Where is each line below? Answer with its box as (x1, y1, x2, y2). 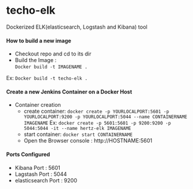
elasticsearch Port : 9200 (14, 176, 78, 184)
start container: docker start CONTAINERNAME (23, 131, 133, 138)
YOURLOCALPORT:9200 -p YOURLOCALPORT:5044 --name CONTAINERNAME (23, 114, 188, 120)
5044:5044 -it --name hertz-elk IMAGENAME (23, 126, 131, 132)
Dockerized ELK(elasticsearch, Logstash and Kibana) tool (6, 23, 148, 30)
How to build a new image (6, 37, 72, 44)
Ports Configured (6, 150, 50, 158)
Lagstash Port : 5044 (14, 171, 68, 178)
